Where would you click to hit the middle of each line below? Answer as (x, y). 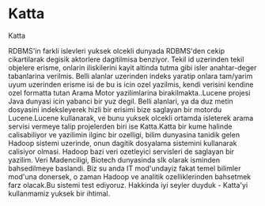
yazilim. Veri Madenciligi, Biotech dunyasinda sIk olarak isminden (114, 159)
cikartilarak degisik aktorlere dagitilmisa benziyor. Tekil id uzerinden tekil (126, 59)
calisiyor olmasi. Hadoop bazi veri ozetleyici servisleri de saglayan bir (121, 152)
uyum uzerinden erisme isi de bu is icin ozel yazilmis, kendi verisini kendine (131, 84)
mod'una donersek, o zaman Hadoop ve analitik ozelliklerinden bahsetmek (130, 176)
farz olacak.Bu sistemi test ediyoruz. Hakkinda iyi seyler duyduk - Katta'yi (128, 185)
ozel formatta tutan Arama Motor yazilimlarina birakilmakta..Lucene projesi (129, 92)
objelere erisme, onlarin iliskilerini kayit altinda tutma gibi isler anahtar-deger (132, 67)
